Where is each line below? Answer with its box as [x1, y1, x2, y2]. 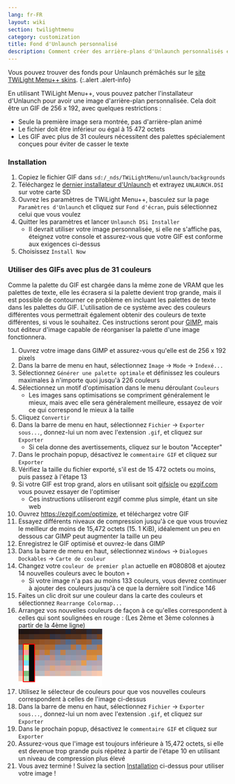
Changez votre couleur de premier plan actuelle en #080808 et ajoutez [17, 561, 226, 569]
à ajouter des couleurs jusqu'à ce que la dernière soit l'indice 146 [28, 583, 216, 592]
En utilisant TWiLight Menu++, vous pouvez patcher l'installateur [8, 89, 194, 97]
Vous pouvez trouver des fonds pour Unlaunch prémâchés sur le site [8, 68, 206, 76]
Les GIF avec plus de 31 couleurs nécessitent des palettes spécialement [17, 133, 225, 140]
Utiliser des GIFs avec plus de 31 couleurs [8, 265, 152, 275]
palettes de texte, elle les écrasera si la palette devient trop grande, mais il [8, 288, 222, 296]
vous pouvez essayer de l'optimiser [17, 487, 121, 495]
